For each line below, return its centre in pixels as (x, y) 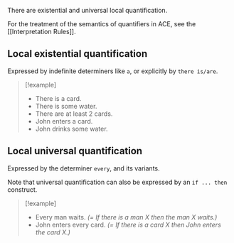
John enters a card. (64, 121)
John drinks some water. (71, 129)
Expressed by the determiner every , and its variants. (84, 168)
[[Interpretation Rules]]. (42, 32)
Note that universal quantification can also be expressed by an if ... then (117, 182)
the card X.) (53, 232)
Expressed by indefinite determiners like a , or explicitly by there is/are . (113, 71)
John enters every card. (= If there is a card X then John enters (128, 225)
